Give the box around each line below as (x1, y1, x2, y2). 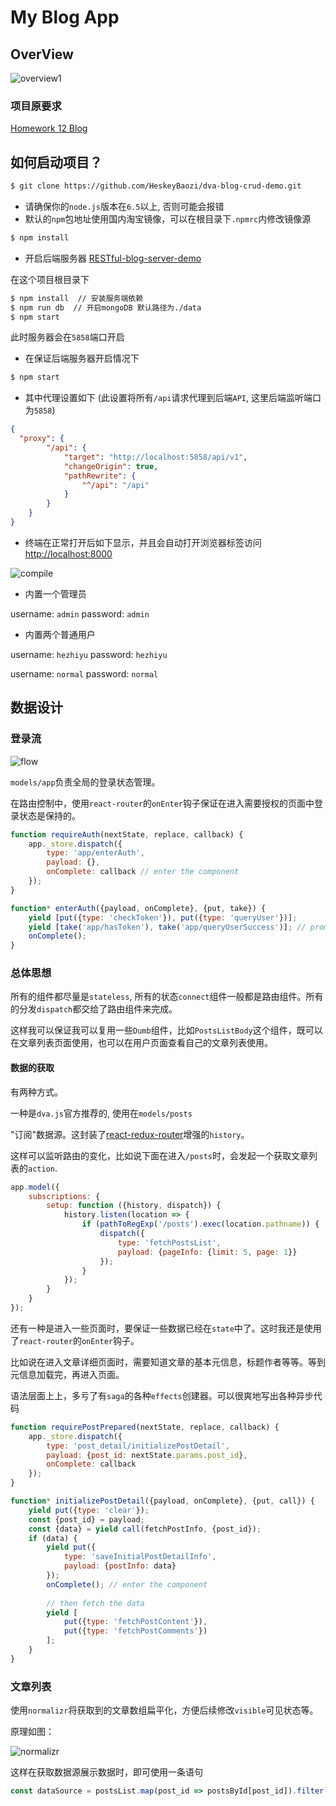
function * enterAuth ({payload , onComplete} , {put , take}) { (10, 903, 267, 913)
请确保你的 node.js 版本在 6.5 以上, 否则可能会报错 (24, 200, 225, 212)
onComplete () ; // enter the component (46, 1579, 208, 1590)
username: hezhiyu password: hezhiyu (10, 648, 168, 660)
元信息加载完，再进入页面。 (10, 1368, 125, 1380)
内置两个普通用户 (24, 628, 96, 640)
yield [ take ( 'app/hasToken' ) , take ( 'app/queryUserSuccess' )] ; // (28, 922, 307, 932)
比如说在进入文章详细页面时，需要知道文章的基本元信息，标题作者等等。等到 (10, 1356, 326, 1368)
